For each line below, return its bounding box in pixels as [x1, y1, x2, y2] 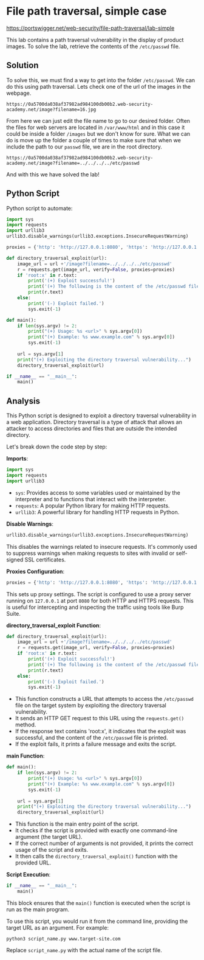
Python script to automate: [6, 204, 73, 212]
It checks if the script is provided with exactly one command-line [15, 827, 178, 834]
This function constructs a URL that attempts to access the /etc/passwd [15, 695, 194, 703]
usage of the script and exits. [15, 846, 89, 854]
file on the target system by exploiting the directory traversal [15, 701, 167, 709]
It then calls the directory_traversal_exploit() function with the [15, 853, 178, 860]
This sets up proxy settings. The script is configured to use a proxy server [6, 590, 191, 597]
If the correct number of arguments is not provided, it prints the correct [15, 840, 193, 847]
